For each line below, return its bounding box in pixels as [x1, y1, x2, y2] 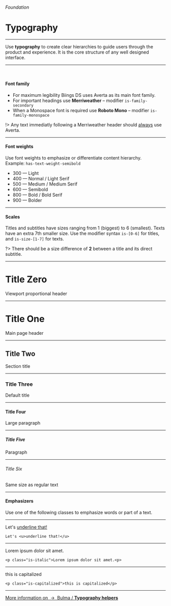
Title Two [5, 350, 36, 358]
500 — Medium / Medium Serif [12, 181, 78, 187]
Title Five [5, 436, 25, 442]
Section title [5, 363, 31, 369]
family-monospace [12, 113, 50, 118]
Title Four [5, 408, 26, 415]
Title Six [5, 465, 22, 471]
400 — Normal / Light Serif [12, 175, 70, 181]
